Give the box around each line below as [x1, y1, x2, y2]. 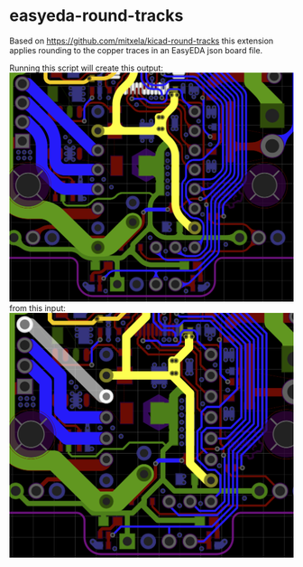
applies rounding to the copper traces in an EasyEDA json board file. [9, 44, 263, 55]
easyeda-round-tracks [9, 5, 184, 26]
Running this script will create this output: [9, 62, 164, 73]
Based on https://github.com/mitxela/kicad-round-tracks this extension [9, 35, 274, 46]
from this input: [9, 303, 66, 313]
